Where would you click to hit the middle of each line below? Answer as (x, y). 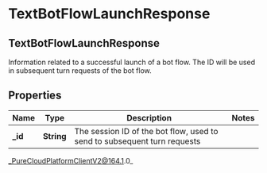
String (54, 136)
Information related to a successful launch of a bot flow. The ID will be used (132, 62)
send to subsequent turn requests (137, 141)
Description (149, 117)
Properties (35, 96)
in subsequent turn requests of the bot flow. (80, 71)
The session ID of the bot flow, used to (146, 131)
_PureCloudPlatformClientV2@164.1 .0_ (71, 160)
